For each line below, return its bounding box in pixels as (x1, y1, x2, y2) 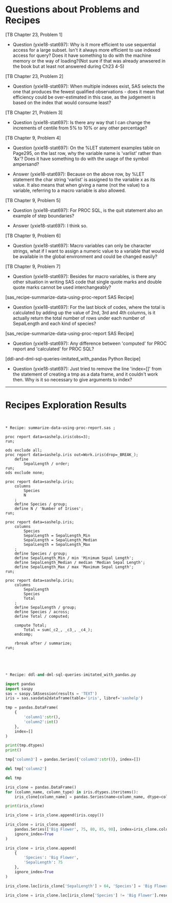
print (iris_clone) (5, 803, 45, 809)
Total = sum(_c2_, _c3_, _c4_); (24, 627, 93, 632)
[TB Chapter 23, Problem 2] (5, 73, 64, 79)
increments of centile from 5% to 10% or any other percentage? (12, 125, 147, 131)
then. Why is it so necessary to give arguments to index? (12, 376, 132, 383)
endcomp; (14, 632, 33, 637)
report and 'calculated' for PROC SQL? (12, 345, 94, 352)
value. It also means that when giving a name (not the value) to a (12, 182, 149, 188)
